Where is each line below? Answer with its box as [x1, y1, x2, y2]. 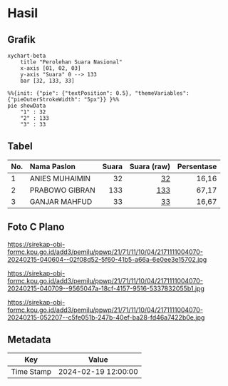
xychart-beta [7, 52, 46, 59]
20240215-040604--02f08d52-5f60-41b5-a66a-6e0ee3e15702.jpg [7, 255, 207, 263]
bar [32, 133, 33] [20, 77, 75, 84]
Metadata [7, 334, 51, 346]
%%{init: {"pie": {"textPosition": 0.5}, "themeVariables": [7, 90, 190, 97]
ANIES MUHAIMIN [29, 173, 91, 183]
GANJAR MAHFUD [29, 196, 93, 206]
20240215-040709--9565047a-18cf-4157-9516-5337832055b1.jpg [7, 284, 205, 293]
